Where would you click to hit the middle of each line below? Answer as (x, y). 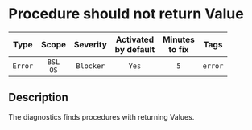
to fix (179, 49)
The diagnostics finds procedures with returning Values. (101, 116)
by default (135, 49)
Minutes (179, 39)
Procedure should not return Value (126, 14)
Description (38, 97)
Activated (135, 39)
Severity (90, 44)
